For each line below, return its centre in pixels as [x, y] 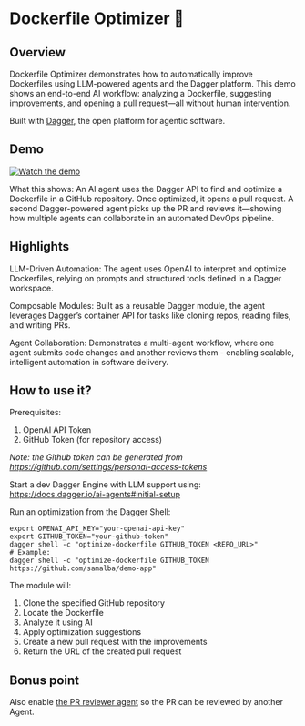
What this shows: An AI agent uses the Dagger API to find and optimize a [146, 189]
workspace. [31, 288]
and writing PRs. [40, 325]
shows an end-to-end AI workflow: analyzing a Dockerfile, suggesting [141, 93]
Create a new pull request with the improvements [115, 642]
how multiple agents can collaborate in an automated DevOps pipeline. [142, 218]
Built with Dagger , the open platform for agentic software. [117, 121]
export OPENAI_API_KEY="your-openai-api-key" [97, 529]
